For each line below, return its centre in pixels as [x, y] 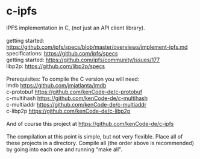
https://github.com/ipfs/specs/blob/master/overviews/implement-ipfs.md [97, 47]
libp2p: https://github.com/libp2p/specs [56, 66]
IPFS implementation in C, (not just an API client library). [76, 28]
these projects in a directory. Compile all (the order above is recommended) [100, 143]
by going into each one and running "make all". [64, 149]
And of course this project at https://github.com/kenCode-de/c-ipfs [90, 123]
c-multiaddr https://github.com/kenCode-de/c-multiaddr [76, 104]
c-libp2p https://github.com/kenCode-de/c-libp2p [68, 111]
